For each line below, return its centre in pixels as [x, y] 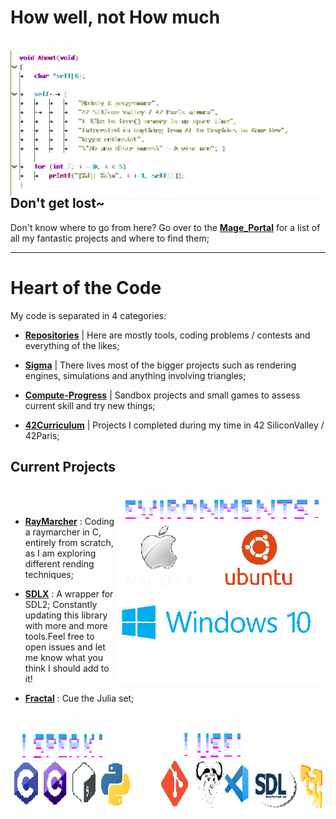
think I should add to [67, 668]
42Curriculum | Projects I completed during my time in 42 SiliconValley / [174, 425]
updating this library [66, 615]
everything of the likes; [72, 345]
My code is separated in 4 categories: [88, 315]
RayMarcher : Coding [69, 521]
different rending [59, 563]
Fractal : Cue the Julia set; [79, 698]
